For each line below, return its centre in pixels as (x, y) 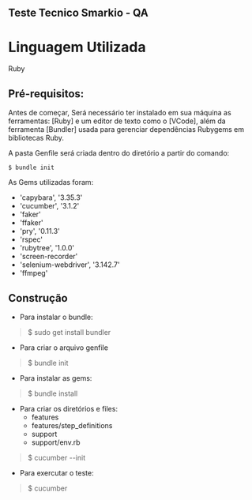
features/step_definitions (72, 425)
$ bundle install (53, 393)
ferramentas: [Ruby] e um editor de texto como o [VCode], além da (117, 121)
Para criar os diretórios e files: (69, 408)
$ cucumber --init (56, 457)
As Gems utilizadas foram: (51, 182)
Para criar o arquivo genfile (64, 348)
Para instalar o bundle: (56, 317)
